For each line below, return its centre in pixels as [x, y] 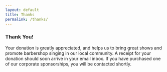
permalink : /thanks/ [27, 19]
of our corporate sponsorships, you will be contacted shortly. [68, 64]
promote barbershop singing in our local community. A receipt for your [78, 53]
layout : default [22, 10]
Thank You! [20, 37]
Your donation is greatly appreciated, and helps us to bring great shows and [83, 48]
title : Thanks [20, 15]
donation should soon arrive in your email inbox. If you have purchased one [83, 58]
